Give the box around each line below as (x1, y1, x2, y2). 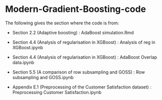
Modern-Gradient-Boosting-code (5, 3, 146, 15)
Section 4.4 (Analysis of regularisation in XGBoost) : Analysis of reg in (12, 39, 156, 45)
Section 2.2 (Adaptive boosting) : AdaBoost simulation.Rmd (12, 29, 134, 35)
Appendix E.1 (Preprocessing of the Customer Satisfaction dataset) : (12, 84, 152, 90)
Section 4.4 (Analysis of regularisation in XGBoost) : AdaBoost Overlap (12, 54, 158, 60)
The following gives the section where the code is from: (5, 20, 119, 26)
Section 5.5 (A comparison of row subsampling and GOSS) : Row (12, 69, 145, 75)
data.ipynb (12, 59, 35, 65)
